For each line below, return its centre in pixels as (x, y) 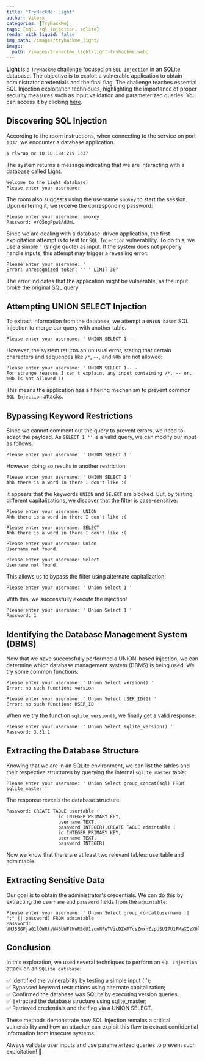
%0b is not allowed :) (35, 379)
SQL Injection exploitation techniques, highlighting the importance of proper (102, 89)
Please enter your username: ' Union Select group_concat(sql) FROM (95, 783)
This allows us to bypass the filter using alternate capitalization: (86, 577)
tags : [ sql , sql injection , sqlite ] (53, 29)
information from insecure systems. (51, 1033)
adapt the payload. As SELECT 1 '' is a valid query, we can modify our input (101, 437)
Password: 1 (21, 616)
